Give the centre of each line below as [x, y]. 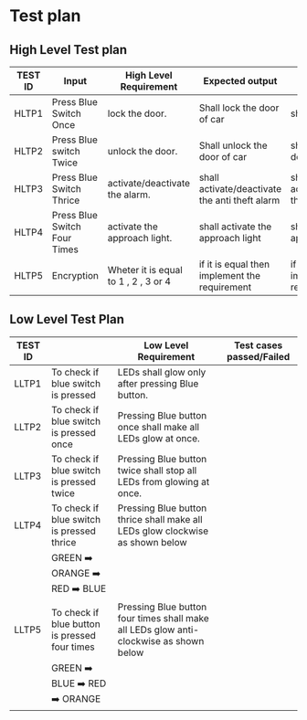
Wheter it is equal [145, 270]
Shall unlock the [233, 145]
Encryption [75, 275]
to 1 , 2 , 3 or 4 [139, 281]
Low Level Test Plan [67, 319]
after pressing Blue [158, 383]
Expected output [240, 81]
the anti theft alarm [239, 200]
